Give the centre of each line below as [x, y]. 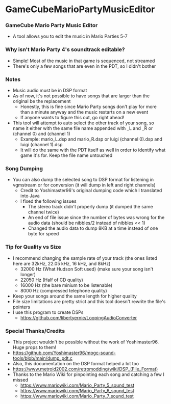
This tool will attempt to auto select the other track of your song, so [83, 123]
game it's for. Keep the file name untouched [66, 155]
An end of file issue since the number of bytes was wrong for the [96, 218]
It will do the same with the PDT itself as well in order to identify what [93, 150]
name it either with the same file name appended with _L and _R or [83, 128]
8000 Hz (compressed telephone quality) [64, 290]
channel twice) [44, 212]
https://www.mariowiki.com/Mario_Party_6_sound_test [77, 390]
